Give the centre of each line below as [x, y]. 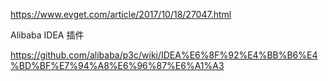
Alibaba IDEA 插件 [47, 35]
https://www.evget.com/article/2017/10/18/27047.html [121, 14]
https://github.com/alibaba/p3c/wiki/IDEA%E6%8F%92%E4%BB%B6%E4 [164, 55]
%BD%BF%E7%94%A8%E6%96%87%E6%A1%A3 [117, 65]
